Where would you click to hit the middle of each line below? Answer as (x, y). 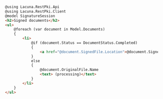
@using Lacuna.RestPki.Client (36, 11)
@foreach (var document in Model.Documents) (59, 29)
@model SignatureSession (30, 16)
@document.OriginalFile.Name (69, 70)
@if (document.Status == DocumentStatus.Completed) (84, 43)
